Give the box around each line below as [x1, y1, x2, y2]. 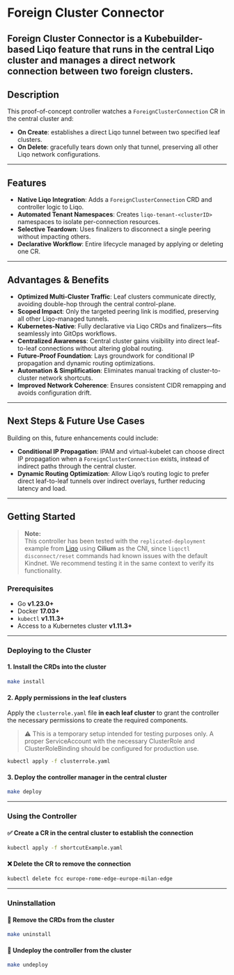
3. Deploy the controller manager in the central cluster [7, 772, 167, 781]
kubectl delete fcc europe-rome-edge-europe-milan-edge [7, 875, 173, 882]
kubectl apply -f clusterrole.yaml [7, 758, 111, 765]
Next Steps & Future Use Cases [7, 415, 145, 427]
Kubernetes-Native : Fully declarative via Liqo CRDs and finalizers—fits [17, 322, 222, 331]
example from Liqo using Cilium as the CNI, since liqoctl [24, 544, 190, 553]
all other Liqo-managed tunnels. [17, 315, 109, 323]
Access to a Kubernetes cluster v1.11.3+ [17, 621, 132, 630]
